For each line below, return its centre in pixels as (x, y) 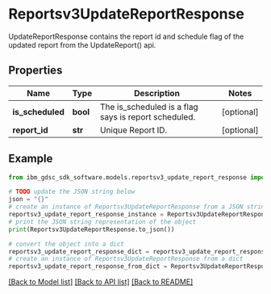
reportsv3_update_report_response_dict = (79, 251)
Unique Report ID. (133, 130)
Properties (35, 71)
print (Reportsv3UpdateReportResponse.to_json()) (92, 229)
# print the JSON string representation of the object (102, 222)
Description (157, 93)
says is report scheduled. (148, 116)
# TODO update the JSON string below (72, 192)
